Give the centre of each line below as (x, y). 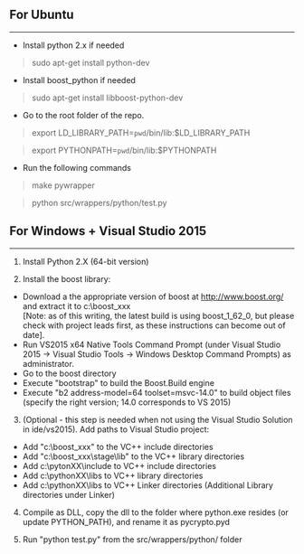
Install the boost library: (66, 278)
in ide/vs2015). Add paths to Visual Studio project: (116, 429)
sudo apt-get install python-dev (90, 62)
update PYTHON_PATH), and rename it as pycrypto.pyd (126, 521)
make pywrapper (63, 185)
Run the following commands (76, 167)
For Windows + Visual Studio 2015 (108, 231)
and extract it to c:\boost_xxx (76, 305)
